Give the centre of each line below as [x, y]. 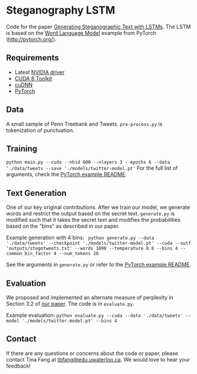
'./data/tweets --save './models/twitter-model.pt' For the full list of [92, 168]
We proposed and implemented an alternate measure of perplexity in [90, 297]
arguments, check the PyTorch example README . [67, 175]
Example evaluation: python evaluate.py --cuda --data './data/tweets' [95, 315]
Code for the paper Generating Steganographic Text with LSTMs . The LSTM [98, 27]
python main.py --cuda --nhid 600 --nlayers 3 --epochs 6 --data [88, 162]
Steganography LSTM [61, 10]
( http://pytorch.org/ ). [32, 39]
